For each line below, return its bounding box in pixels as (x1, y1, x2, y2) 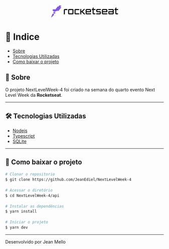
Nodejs (12, 128, 28, 134)
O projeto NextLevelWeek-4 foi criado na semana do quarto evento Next (5, 86, 155, 93)
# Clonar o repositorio (5, 172, 55, 177)
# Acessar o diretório (5, 188, 53, 193)
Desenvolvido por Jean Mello (5, 238, 66, 244)
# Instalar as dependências (5, 204, 64, 209)
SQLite (12, 139, 27, 145)
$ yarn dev (5, 225, 28, 230)
